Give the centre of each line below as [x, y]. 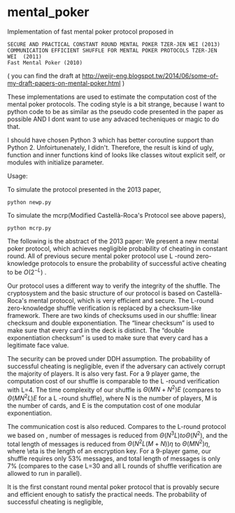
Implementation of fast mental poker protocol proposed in [90, 31]
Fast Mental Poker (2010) [45, 63]
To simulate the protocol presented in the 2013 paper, [84, 189]
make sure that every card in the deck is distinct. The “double [96, 330]
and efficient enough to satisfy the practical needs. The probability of [107, 495]
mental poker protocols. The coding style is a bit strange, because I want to [116, 104]
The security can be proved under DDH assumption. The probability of [109, 358]
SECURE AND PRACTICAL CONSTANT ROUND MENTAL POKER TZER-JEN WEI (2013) [114, 44]
